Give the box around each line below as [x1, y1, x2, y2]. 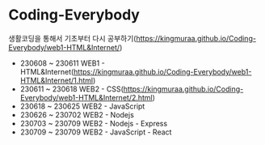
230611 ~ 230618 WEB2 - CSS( [19, 83, 124, 94]
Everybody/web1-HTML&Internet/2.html [19, 92, 154, 102]
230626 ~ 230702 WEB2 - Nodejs [19, 109, 135, 119]
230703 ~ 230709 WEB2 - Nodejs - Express [19, 118, 168, 128]
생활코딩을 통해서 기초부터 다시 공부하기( [8, 33, 137, 43]
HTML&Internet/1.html [19, 75, 94, 85]
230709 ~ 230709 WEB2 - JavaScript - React [19, 127, 172, 137]
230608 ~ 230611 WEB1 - [19, 58, 105, 68]
